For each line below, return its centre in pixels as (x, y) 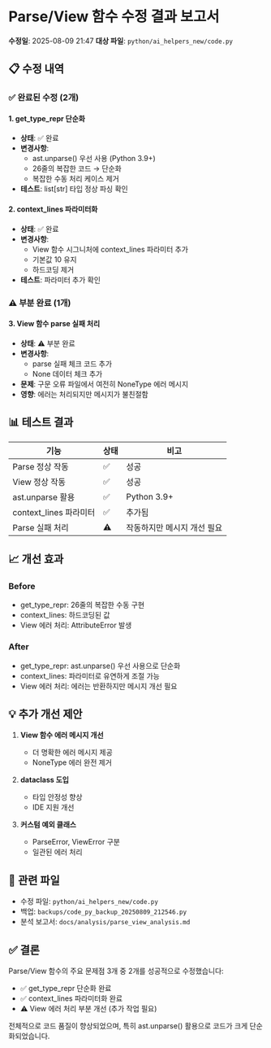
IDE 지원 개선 (53, 807)
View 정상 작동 (39, 482)
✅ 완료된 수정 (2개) (44, 98)
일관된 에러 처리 (57, 852)
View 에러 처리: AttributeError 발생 (76, 625)
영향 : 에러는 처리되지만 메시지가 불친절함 (84, 394)
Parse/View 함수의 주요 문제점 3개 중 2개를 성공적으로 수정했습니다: (116, 971)
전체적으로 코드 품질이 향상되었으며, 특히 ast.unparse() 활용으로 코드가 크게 (128, 1026)
